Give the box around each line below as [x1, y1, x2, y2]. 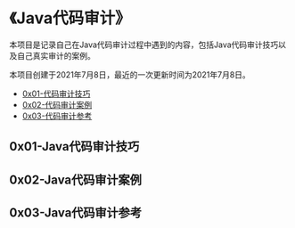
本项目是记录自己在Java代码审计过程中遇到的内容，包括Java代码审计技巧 [9, 39, 279, 50]
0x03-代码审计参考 [21, 110, 93, 121]
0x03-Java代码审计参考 [9, 206, 143, 221]
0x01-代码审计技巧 [21, 88, 91, 99]
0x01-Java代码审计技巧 [9, 139, 140, 154]
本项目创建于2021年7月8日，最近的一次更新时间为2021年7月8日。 [9, 69, 251, 80]
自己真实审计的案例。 [16, 50, 95, 61]
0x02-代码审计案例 [21, 99, 93, 110]
